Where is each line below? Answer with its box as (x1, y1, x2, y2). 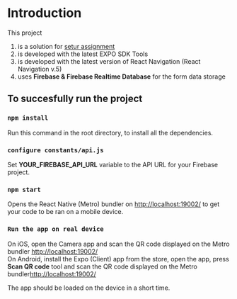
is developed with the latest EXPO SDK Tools (17, 50, 149, 58)
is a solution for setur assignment (17, 42, 115, 50)
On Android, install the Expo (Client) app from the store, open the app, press (7, 254, 230, 263)
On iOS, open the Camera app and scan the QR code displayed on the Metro (7, 239, 230, 248)
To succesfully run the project (7, 93, 143, 105)
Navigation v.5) (17, 64, 62, 73)
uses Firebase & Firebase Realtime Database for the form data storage (17, 72, 226, 81)
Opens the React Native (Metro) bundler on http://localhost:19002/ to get (7, 200, 220, 208)
